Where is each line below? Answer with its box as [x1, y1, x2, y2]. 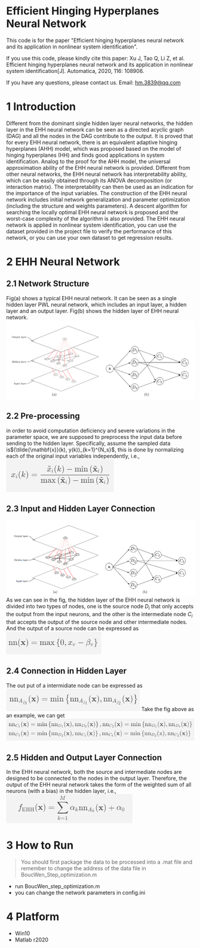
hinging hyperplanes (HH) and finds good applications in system [6, 151, 165, 158]
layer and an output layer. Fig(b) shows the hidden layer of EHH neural [6, 307, 179, 315]
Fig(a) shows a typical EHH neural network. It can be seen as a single [6, 294, 177, 301]
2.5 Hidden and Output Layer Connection [6, 752, 162, 763]
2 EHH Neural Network [6, 255, 121, 269]
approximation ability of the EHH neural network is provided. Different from [6, 164, 190, 171]
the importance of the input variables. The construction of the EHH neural [6, 190, 187, 197]
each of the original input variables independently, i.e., [6, 452, 140, 459]
